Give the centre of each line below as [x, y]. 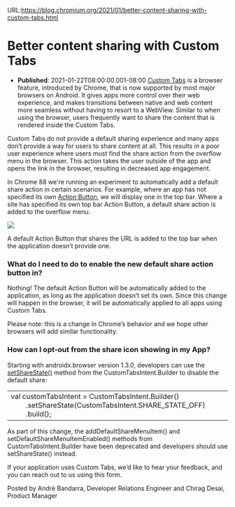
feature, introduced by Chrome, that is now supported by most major [116, 88]
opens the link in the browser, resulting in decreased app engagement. [109, 168]
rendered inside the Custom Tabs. [66, 125]
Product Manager [33, 495]
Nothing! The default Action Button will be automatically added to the [107, 288]
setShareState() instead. [42, 453]
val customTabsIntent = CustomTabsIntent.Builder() [95, 396]
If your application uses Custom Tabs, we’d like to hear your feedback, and [115, 467]
